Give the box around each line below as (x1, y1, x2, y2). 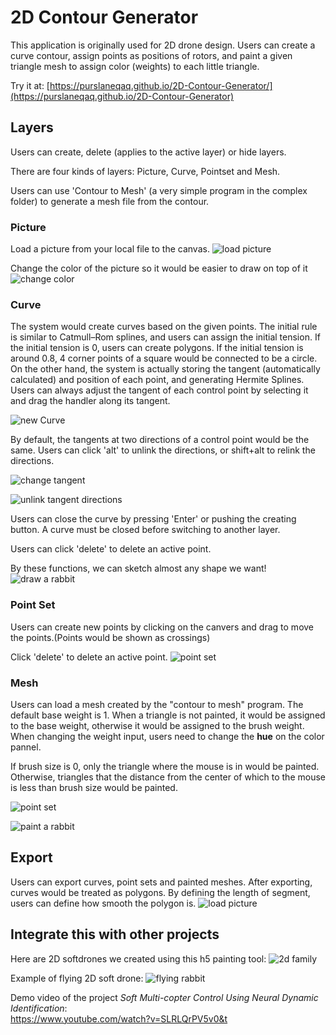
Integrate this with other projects (10, 926, 220, 943)
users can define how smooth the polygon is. (10, 897, 197, 909)
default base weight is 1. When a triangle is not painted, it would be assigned (10, 709, 326, 721)
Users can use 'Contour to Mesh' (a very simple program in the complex (10, 184, 308, 196)
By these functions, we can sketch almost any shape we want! (10, 562, 267, 575)
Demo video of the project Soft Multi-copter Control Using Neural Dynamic (10, 991, 319, 1003)
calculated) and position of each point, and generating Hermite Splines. (10, 374, 305, 386)
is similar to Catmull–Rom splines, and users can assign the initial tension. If (10, 331, 321, 343)
